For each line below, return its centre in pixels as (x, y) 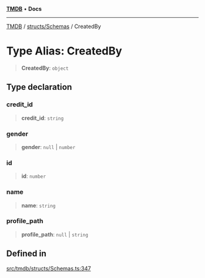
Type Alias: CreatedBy (64, 51)
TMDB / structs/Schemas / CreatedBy (54, 26)
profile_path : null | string (55, 234)
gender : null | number (48, 147)
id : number (34, 176)
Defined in (27, 254)
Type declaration (39, 87)
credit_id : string (42, 118)
